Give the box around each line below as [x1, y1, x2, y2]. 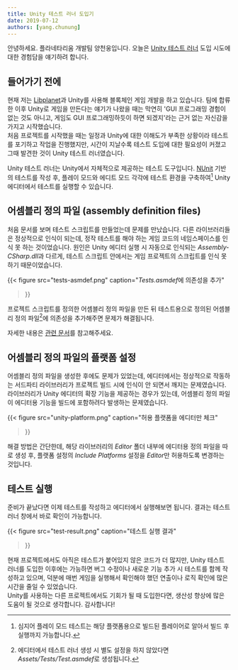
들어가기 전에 [7, 75, 62, 87]
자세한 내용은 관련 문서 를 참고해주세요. [7, 329, 113, 337]
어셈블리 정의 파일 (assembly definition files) [7, 205, 201, 217]
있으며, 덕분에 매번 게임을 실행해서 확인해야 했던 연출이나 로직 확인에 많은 [25, 573, 229, 582]
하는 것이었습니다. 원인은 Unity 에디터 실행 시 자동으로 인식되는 [22, 243, 196, 251]
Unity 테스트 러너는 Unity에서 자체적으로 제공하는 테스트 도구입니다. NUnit [7, 164, 214, 172]
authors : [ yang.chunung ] [7, 23, 81, 31]
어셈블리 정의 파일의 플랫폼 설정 [7, 351, 137, 363]
